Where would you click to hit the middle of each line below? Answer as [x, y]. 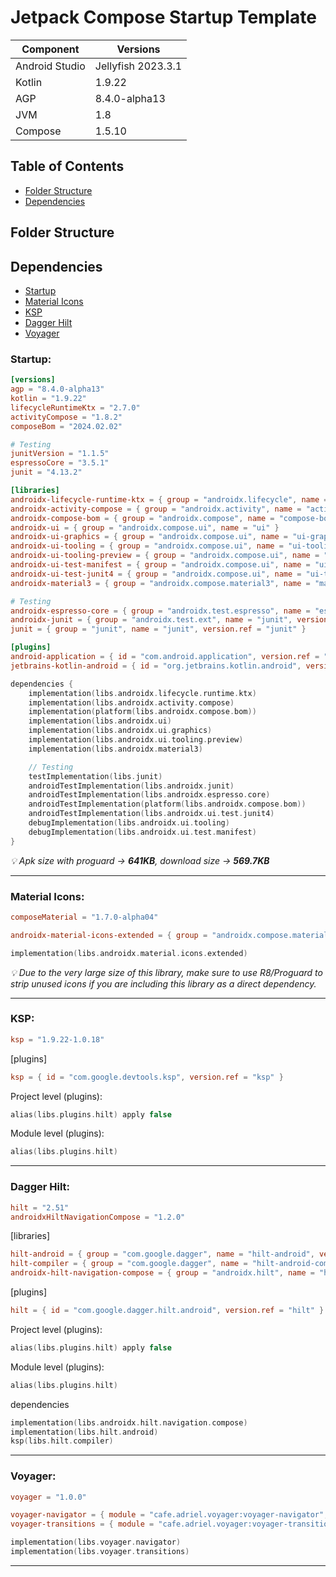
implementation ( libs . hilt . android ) [84, 1432]
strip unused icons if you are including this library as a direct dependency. [163, 983]
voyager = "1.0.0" [48, 1497]
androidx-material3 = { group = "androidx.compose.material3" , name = [160, 583]
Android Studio [50, 66]
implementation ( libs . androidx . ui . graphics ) [120, 731]
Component [50, 49]
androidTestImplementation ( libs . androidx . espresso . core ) [149, 795]
